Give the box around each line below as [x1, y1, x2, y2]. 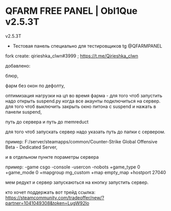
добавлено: [5, 62, 31, 69]
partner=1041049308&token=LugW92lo [5, 200, 90, 206]
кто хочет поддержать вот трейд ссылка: [5, 189, 96, 195]
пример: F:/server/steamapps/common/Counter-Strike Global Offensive [5, 138, 158, 144]
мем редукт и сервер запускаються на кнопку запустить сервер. [5, 179, 149, 185]
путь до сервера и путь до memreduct [5, 118, 89, 125]
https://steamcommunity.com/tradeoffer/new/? [5, 195, 104, 201]
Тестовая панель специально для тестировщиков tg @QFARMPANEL [12, 43, 162, 49]
